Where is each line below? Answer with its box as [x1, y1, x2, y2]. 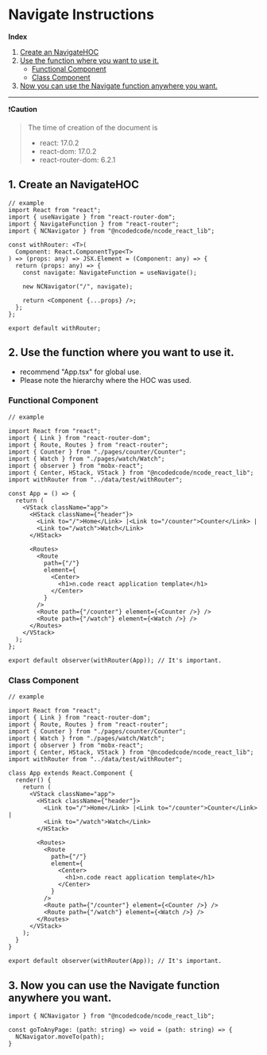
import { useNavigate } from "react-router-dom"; [8, 213, 176, 221]
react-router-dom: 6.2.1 [39, 155, 116, 164]
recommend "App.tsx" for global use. [19, 367, 141, 377]
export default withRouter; [8, 324, 102, 332]
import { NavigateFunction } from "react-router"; [8, 220, 180, 228]
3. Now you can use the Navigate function [8, 979, 220, 992]
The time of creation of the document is [27, 122, 158, 132]
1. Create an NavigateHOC [8, 178, 140, 191]
